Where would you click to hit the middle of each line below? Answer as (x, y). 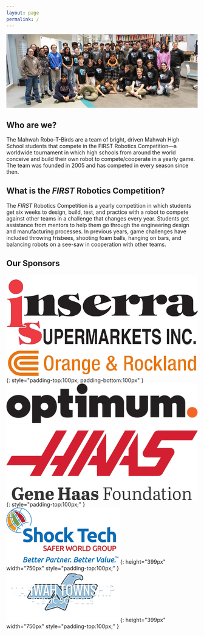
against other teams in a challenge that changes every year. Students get (98, 218)
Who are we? (32, 125)
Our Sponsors (33, 263)
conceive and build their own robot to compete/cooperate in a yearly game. (101, 159)
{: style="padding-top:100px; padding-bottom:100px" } (75, 380)
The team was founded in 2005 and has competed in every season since (97, 165)
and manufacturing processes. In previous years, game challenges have (97, 231)
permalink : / (23, 19)
